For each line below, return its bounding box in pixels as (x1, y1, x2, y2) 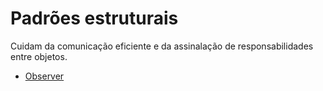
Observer (24, 70, 65, 82)
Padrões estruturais (10, 7, 179, 30)
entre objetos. (10, 50, 68, 62)
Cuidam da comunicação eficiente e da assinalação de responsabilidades (10, 40, 314, 52)
